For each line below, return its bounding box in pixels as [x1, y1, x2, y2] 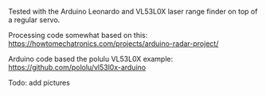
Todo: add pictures [8, 78, 70, 87]
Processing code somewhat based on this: [8, 31, 148, 40]
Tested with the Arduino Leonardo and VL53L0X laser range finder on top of [8, 7, 258, 16]
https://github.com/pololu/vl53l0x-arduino [8, 63, 147, 72]
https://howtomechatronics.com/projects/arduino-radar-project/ [8, 39, 219, 48]
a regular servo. [8, 15, 61, 25]
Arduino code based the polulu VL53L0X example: [8, 55, 174, 63]
